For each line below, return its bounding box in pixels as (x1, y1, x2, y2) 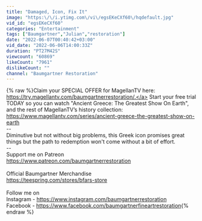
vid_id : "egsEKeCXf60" (6, 20, 63, 26)
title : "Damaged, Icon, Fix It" (6, 8, 87, 15)
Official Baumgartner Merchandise (6, 170, 92, 178)
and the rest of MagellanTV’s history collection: (6, 106, 124, 113)
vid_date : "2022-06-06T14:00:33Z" (6, 43, 93, 49)
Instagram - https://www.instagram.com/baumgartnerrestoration (6, 196, 167, 203)
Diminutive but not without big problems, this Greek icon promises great (6, 132, 185, 139)
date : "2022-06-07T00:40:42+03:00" (6, 37, 96, 43)
